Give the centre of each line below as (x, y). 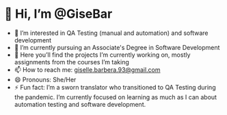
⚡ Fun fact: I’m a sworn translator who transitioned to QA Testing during (115, 87)
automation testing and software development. (80, 104)
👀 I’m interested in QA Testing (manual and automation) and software (111, 33)
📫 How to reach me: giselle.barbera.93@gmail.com (87, 69)
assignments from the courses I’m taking (71, 62)
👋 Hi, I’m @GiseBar (58, 14)
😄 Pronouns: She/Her (45, 79)
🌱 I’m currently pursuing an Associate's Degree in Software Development (117, 47)
